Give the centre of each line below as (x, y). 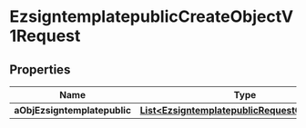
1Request (45, 36)
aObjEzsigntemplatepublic (73, 110)
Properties (40, 69)
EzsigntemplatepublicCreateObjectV (152, 17)
